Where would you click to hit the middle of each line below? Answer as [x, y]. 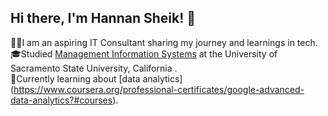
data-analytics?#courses [61, 100]
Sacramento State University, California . [94, 68]
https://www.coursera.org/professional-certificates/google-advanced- [159, 89]
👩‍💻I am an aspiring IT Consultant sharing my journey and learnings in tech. [164, 42]
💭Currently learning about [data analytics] [96, 78]
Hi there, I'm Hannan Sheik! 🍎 [103, 18]
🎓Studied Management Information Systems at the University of [144, 53]
